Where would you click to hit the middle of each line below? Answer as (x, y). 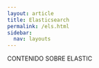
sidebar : (20, 33)
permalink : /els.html (38, 26)
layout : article (30, 13)
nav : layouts (32, 39)
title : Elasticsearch (38, 20)
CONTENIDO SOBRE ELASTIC (50, 58)
